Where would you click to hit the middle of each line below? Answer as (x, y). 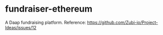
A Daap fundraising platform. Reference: (46, 22)
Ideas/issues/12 (21, 27)
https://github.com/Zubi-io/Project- (122, 22)
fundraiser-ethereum (49, 9)
